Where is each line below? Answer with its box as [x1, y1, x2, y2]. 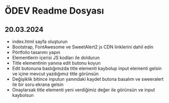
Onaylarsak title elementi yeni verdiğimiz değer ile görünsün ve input [12, 87, 155, 93]
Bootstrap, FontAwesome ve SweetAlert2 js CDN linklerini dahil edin [12, 44, 154, 50]
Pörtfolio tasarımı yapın [12, 49, 61, 55]
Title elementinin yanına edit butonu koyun [12, 60, 101, 66]
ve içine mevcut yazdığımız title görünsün [12, 71, 99, 77]
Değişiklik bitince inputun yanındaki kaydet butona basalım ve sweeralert [12, 76, 164, 82]
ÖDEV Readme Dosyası [5, 5, 104, 17]
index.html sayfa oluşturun [12, 38, 68, 44]
